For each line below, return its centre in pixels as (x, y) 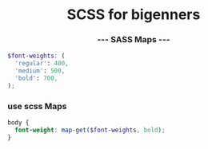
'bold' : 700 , (36, 78)
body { (18, 123)
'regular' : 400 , (42, 64)
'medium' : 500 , (40, 71)
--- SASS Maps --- (134, 40)
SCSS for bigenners (134, 15)
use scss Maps (37, 106)
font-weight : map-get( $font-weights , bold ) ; (90, 130)
